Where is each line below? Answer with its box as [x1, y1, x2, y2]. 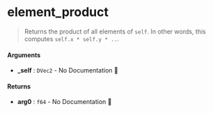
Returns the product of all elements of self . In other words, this [24, 27, 207, 36]
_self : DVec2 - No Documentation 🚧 [17, 66, 118, 75]
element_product [7, 4, 109, 20]
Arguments [7, 50, 41, 59]
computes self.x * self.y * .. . [24, 34, 120, 43]
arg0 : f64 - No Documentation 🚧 [17, 98, 112, 106]
